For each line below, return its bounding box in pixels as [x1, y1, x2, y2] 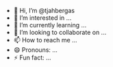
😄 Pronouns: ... [13, 46, 58, 54]
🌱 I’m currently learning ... [13, 21, 87, 29]
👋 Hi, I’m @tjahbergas [13, 7, 75, 14]
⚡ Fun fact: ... [13, 53, 51, 62]
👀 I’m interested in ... [13, 14, 72, 22]
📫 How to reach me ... [13, 36, 77, 44]
